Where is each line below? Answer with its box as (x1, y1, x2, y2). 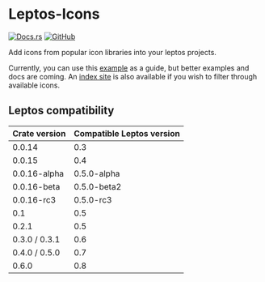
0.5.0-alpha (74, 168, 120, 179)
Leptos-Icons (8, 5, 100, 23)
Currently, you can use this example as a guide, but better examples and (8, 62, 250, 73)
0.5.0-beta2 (74, 181, 122, 192)
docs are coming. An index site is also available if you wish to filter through (8, 71, 258, 81)
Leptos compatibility (8, 104, 115, 117)
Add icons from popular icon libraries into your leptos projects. (8, 47, 217, 57)
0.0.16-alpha (12, 168, 65, 179)
